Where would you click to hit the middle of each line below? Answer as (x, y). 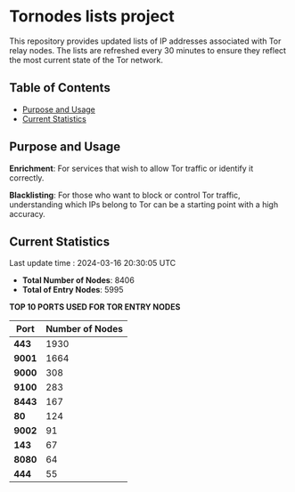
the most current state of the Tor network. (86, 60)
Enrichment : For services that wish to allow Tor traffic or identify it (131, 168)
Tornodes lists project (92, 16)
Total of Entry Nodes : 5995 (73, 290)
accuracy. (28, 214)
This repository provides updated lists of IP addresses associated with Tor (145, 41)
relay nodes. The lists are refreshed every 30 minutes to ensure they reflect (148, 50)
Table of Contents (60, 88)
